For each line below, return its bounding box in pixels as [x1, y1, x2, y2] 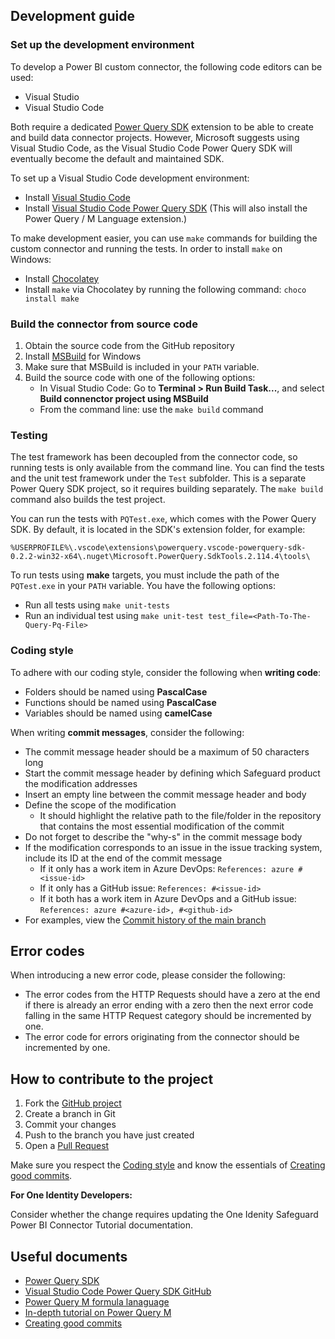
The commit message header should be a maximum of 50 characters [24, 745, 310, 758]
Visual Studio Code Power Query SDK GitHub [24, 1285, 212, 1298]
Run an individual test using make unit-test [24, 610, 204, 622]
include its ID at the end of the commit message [24, 852, 223, 864]
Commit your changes [24, 1119, 117, 1131]
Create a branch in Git [24, 1108, 116, 1120]
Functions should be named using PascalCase [24, 696, 217, 708]
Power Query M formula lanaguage [24, 1296, 170, 1308]
